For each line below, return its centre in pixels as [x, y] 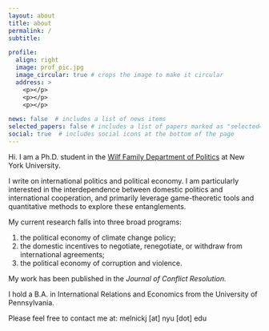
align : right [37, 60]
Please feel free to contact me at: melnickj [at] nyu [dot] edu [107, 318]
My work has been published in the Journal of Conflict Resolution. [117, 278]
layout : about [32, 16]
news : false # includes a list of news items [87, 119]
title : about [30, 23]
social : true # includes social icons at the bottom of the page [121, 134]
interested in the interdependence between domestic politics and [116, 189]
